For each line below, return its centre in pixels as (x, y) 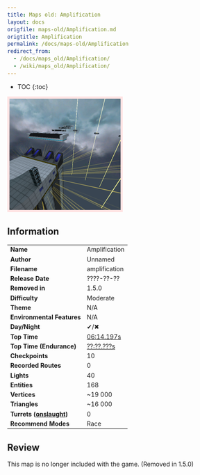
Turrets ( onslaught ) (39, 414)
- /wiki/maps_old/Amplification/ (62, 66)
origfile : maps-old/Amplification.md (62, 29)
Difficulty (24, 298)
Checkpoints (29, 356)
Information (33, 232)
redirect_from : (29, 51)
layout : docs (26, 22)
